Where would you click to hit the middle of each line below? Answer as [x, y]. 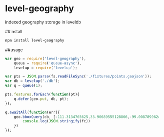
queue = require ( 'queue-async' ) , [48, 63]
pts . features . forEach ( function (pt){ [42, 95]
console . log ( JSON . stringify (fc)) [57, 121]
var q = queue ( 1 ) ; [24, 86]
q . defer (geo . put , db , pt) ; [41, 99]
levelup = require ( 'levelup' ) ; [46, 68]
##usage [14, 50]
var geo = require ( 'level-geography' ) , [46, 59]
